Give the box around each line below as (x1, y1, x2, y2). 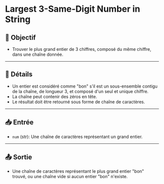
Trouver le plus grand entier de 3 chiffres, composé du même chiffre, (12, 46, 151, 52)
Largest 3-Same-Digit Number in (5, 3, 141, 15)
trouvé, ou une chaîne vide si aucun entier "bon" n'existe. (12, 174, 128, 180)
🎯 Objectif (5, 33, 36, 42)
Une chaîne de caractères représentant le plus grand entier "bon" (12, 168, 144, 174)
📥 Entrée (5, 118, 34, 127)
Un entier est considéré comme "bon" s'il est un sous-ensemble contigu (12, 83, 158, 89)
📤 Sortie (5, 153, 32, 161)
